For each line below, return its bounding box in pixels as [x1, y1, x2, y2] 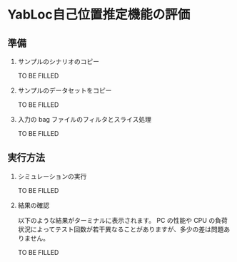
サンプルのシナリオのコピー [17, 58, 100, 65]
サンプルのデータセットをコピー [17, 86, 112, 95]
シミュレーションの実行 [17, 172, 87, 180]
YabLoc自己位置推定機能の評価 [7, 6, 191, 23]
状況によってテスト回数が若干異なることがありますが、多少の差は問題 [17, 225, 224, 234]
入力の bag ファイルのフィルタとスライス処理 [17, 115, 152, 123]
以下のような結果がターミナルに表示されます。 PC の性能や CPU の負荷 [17, 216, 228, 224]
